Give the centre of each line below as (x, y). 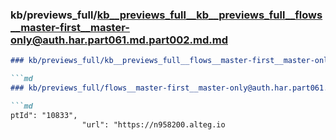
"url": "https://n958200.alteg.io (153, 124)
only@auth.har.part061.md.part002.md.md (119, 40)
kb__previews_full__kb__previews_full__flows (209, 15)
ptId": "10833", (44, 115)
